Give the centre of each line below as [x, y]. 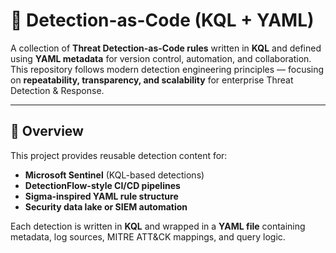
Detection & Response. [57, 90]
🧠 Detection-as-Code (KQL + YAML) [162, 20]
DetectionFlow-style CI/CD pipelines [102, 185]
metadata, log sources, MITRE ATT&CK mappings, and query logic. [148, 236]
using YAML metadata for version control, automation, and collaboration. [161, 58]
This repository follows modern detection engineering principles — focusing [167, 69]
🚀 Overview [47, 131]
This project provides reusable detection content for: [119, 155]
